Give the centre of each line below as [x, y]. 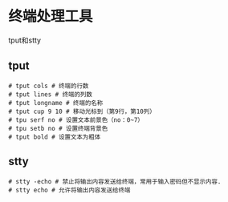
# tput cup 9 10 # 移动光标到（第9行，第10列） [82, 111]
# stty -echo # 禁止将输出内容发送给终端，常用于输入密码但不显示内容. [115, 181]
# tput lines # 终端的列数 [50, 94]
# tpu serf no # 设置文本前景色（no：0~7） [76, 120]
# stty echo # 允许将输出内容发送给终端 [69, 190]
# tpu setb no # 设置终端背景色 [58, 128]
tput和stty [25, 40]
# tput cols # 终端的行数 [49, 86]
